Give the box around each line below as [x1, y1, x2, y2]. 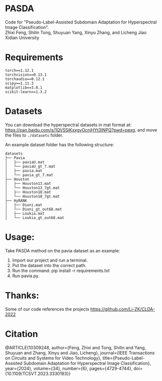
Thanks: [5, 290, 40, 301]
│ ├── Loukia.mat [5, 211, 45, 216]
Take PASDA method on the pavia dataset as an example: [5, 247, 121, 253]
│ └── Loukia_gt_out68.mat [5, 215, 64, 220]
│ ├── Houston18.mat [5, 189, 51, 195]
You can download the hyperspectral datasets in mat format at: [5, 122, 132, 128]
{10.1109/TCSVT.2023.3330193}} [5, 370, 71, 377]
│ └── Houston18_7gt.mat [5, 194, 60, 199]
